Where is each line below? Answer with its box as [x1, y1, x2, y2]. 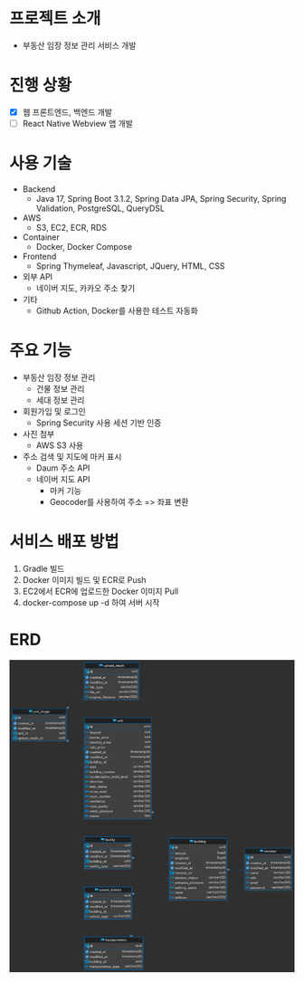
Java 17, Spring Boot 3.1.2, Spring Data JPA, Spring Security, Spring [35, 193, 287, 204]
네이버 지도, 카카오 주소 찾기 [35, 282, 136, 293]
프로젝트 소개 [9, 8, 101, 29]
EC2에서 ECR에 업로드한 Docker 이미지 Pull [22, 586, 179, 596]
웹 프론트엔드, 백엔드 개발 [22, 106, 113, 118]
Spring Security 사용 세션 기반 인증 [35, 417, 162, 428]
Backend [22, 183, 56, 195]
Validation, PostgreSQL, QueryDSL [35, 203, 166, 214]
